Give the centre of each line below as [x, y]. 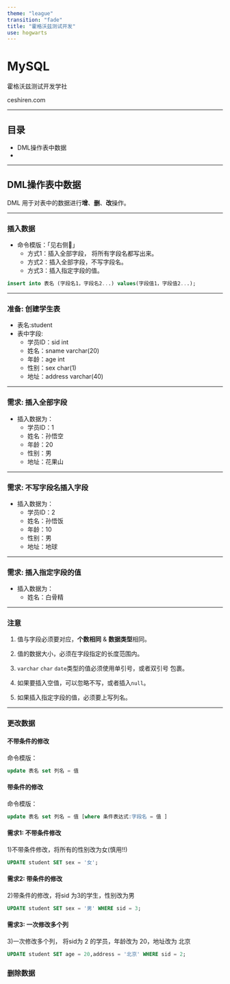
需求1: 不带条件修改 [34, 833]
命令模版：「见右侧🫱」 [48, 245]
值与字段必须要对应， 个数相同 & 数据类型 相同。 [84, 639]
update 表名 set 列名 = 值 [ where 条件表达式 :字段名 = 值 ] [87, 817]
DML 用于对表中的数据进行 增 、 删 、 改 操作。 [68, 202]
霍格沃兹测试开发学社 [37, 86]
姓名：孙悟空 [45, 435]
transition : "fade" [35, 20]
